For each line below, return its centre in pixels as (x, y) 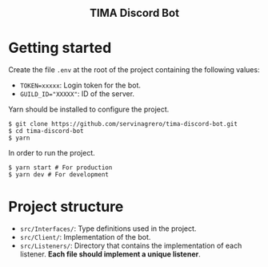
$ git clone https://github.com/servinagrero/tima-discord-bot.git (123, 124)
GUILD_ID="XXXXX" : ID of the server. (77, 94)
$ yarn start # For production (60, 168)
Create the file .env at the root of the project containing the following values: (134, 70)
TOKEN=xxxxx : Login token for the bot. (80, 85)
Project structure (66, 206)
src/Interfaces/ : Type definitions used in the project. (108, 229)
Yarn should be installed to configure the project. (89, 109)
